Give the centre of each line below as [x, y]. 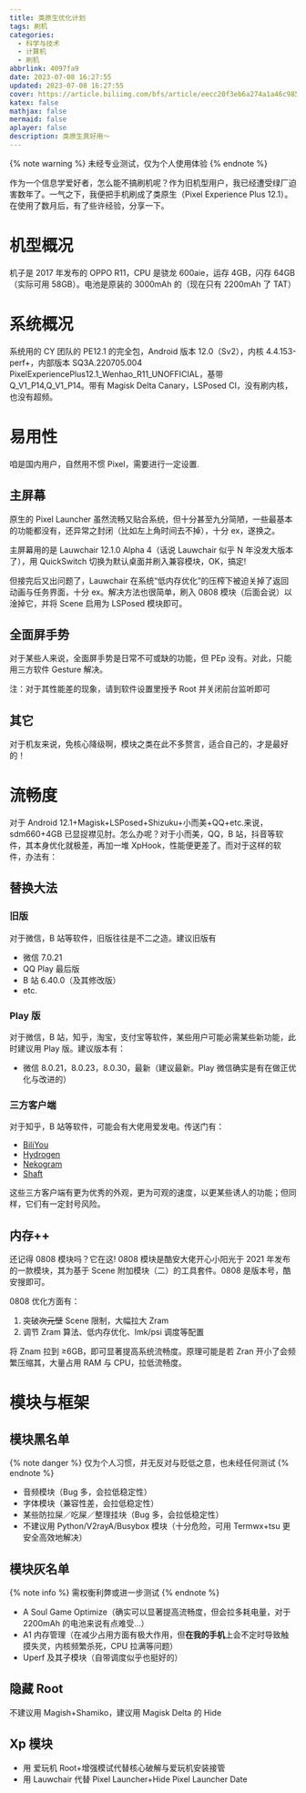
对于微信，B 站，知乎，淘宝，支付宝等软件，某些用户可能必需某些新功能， [149, 1037]
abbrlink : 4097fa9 [44, 69]
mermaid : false [38, 119]
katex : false [34, 102]
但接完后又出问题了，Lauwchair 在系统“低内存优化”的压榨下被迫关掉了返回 [149, 580]
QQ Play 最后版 [51, 968]
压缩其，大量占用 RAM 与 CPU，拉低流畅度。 [102, 1363]
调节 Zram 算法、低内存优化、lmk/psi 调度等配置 [113, 1332]
